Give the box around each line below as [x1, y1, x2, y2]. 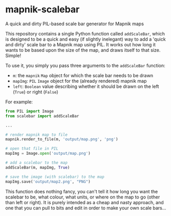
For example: [5, 99, 33, 105]
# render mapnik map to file [5, 132, 68, 137]
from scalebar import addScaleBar [5, 113, 80, 119]
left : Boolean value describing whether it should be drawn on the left [12, 83, 159, 89]
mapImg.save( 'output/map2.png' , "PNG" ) [5, 179, 91, 184]
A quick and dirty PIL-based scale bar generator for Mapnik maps [5, 21, 144, 27]
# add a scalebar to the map [5, 160, 68, 166]
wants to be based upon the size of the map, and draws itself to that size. [5, 47, 161, 53]
